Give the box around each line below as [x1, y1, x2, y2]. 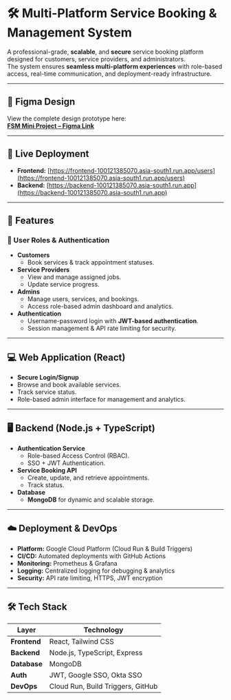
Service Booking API [16, 466, 77, 474]
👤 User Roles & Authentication [7, 235, 110, 245]
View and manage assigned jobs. [27, 273, 122, 281]
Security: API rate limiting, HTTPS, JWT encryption [16, 573, 163, 582]
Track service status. [16, 388, 77, 396]
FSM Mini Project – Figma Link [7, 121, 95, 130]
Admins [16, 287, 40, 296]
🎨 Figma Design [7, 96, 76, 107]
